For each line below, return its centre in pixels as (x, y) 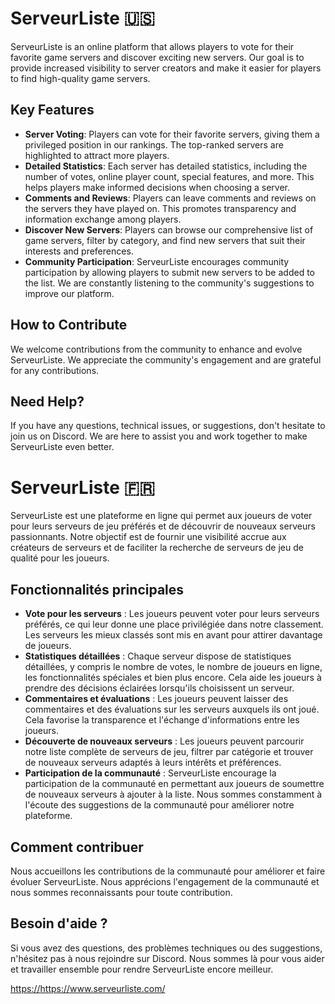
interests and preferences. (79, 251)
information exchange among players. (103, 219)
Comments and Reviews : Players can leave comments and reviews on (170, 198)
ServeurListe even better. (62, 447)
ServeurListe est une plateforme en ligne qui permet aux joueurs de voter (161, 516)
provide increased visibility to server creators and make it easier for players (166, 68)
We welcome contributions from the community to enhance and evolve (156, 349)
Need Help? (47, 401)
